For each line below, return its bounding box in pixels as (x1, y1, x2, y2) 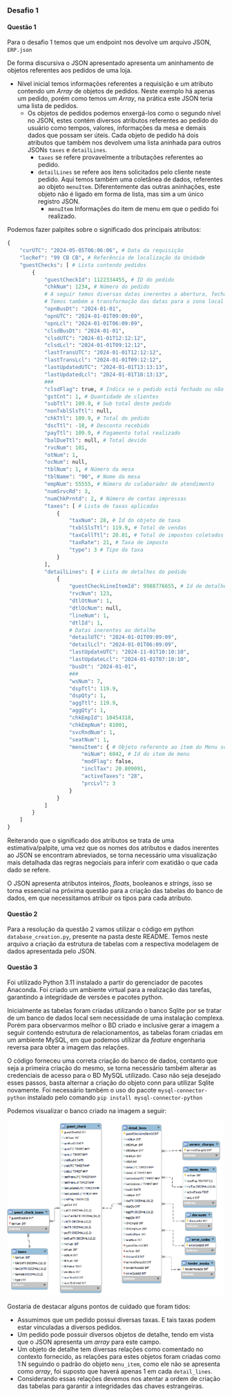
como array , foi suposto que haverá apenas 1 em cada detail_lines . (17, 1367, 213, 1376)
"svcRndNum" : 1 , (68, 729, 116, 736)
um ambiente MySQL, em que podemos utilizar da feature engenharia (7, 1036, 206, 1044)
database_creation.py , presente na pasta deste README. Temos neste (7, 932, 209, 941)
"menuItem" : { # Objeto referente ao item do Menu (68, 743, 217, 750)
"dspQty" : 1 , (68, 692, 107, 699)
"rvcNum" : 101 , (43, 444, 88, 451)
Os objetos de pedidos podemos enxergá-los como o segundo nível (27, 109, 221, 118)
